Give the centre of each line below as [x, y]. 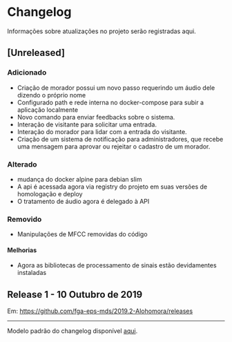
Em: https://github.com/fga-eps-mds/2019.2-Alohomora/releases [100, 311]
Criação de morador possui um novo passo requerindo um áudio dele [116, 88]
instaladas [32, 273]
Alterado [22, 164]
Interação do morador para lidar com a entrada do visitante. [102, 131]
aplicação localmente [47, 110]
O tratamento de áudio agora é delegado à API [83, 201]
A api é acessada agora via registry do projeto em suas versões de [112, 187]
